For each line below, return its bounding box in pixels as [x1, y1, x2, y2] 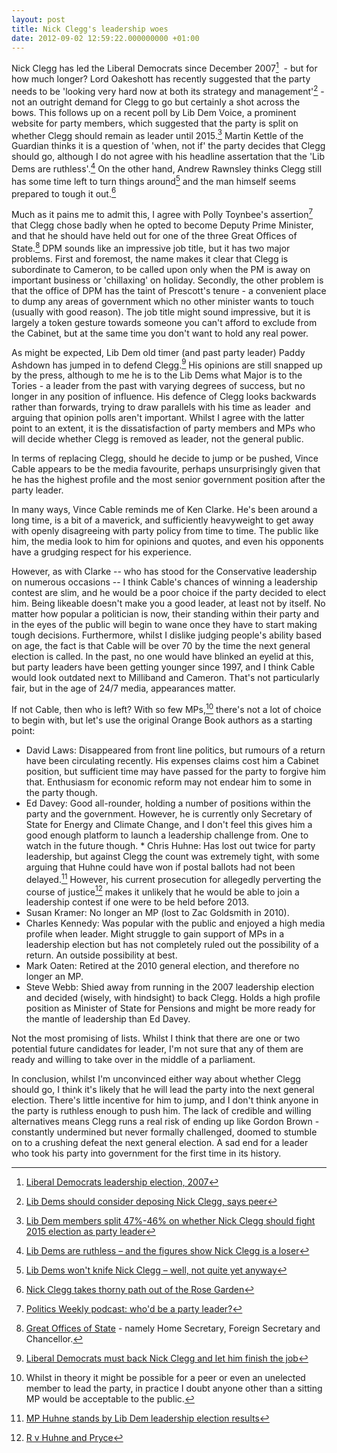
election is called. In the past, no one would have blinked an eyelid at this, [11, 651, 314, 663]
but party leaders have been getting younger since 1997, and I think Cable [11, 661, 316, 673]
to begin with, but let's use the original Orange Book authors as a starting [11, 714, 313, 726]
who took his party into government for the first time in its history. [11, 1147, 282, 1160]
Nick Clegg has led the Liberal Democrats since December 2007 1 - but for [11, 61, 318, 75]
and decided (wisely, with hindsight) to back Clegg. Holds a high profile [25, 992, 321, 1004]
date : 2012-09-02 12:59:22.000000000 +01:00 [11, 33, 200, 43]
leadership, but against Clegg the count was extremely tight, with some [25, 850, 320, 862]
